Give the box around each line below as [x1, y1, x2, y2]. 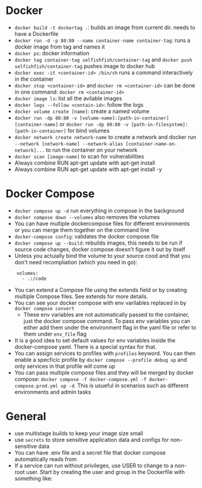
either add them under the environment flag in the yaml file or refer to [23, 324, 197, 331]
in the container [14, 75, 54, 83]
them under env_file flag [23, 330, 87, 337]
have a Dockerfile [14, 30, 59, 37]
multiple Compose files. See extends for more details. [14, 293, 149, 300]
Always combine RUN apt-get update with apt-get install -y [14, 165, 163, 173]
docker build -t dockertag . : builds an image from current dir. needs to [14, 24, 196, 31]
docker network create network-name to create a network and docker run [14, 133, 197, 140]
